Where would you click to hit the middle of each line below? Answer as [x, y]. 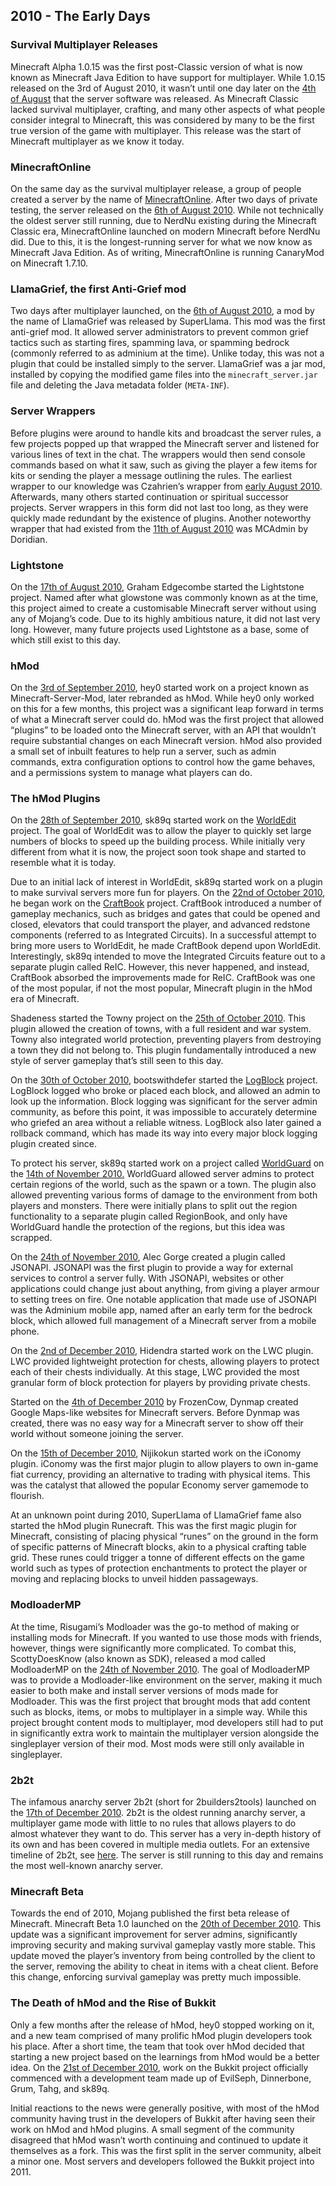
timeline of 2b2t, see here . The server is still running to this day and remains [167, 1855]
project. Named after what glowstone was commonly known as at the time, [164, 597]
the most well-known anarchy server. [87, 1866]
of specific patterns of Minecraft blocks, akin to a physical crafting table [158, 1547]
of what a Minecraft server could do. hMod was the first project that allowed [167, 720]
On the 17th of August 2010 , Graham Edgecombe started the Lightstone [157, 586]
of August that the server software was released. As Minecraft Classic [155, 98]
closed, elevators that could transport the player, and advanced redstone [160, 925]
